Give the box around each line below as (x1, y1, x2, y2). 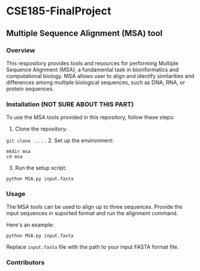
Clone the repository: (14, 125, 68, 133)
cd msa (6, 154, 23, 160)
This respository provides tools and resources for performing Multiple (6, 59, 179, 67)
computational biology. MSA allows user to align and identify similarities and (6, 72, 195, 79)
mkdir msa (6, 149, 31, 155)
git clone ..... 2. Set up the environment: (6, 137, 114, 144)
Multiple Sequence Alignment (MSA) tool (6, 28, 163, 38)
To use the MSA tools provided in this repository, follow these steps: (6, 114, 175, 121)
